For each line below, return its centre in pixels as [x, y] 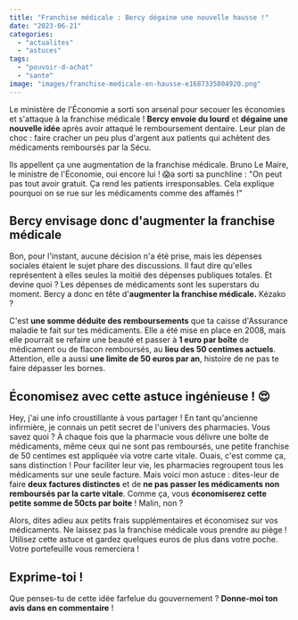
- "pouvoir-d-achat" [55, 68]
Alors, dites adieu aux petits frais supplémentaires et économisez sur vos [144, 521]
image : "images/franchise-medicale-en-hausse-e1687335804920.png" [135, 84]
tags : [19, 59]
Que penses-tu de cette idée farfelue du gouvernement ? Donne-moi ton [144, 599]
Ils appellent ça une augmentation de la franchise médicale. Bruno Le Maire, [149, 164]
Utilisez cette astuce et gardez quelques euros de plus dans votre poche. [144, 540]
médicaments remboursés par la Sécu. [80, 147]
